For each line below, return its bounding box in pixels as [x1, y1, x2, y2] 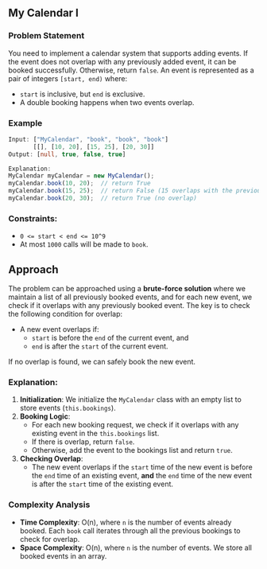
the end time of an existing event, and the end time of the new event [31, 471, 253, 481]
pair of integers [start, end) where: [8, 73, 128, 83]
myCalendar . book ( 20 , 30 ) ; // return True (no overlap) [8, 194, 197, 202]
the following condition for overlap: [8, 310, 123, 319]
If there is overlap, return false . [31, 437, 135, 446]
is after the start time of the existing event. [31, 479, 173, 489]
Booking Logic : [19, 411, 71, 421]
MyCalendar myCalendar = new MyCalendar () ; [8, 172, 155, 180]
